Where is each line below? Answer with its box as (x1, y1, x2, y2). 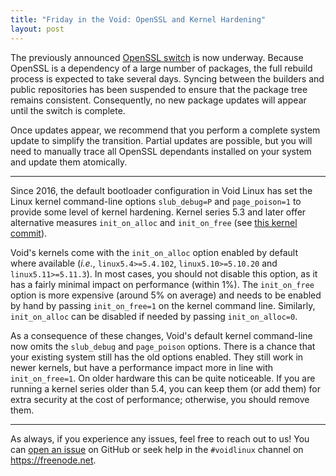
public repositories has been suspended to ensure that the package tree (10, 83, 308, 95)
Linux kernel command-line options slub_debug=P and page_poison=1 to (10, 195, 302, 207)
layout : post (10, 24, 65, 34)
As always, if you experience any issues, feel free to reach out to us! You (10, 432, 310, 445)
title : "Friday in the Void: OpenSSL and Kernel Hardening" (10, 14, 267, 25)
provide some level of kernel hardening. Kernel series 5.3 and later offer (10, 206, 307, 218)
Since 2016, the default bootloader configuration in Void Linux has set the (10, 184, 313, 196)
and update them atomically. (10, 156, 128, 168)
